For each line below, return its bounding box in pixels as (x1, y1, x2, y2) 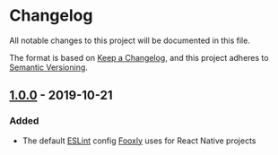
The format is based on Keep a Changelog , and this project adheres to (9, 52, 269, 63)
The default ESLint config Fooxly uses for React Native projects (22, 135, 257, 146)
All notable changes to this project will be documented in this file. (9, 35, 251, 46)
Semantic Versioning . (9, 62, 88, 73)
